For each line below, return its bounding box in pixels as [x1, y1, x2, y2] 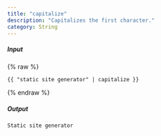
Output [7, 104, 29, 113]
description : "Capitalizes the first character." [7, 17, 155, 24]
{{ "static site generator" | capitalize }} [7, 76, 139, 83]
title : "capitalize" [7, 10, 68, 18]
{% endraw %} [7, 88, 50, 97]
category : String [7, 23, 58, 30]
